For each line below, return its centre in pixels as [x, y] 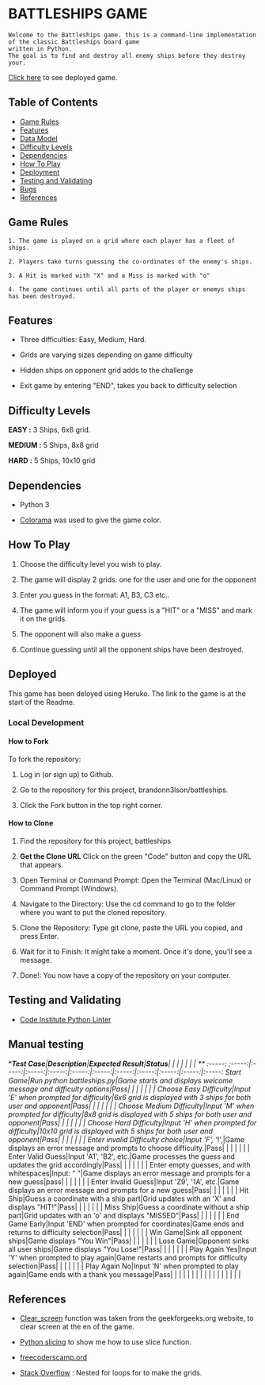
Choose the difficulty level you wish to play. [91, 564]
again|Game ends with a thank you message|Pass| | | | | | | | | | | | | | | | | [125, 1274]
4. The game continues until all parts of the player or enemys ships [127, 289]
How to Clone [31, 823]
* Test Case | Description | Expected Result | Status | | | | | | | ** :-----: [117, 1064]
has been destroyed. [42, 296]
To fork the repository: [45, 759]
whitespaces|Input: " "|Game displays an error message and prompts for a [129, 1173]
